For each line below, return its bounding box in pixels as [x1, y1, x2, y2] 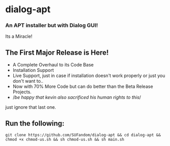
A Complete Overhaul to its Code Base [12, 62, 94, 68]
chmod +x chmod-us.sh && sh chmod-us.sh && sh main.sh [5, 137, 125, 142]
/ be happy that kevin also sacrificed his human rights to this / [12, 94, 141, 101]
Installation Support [12, 67, 54, 74]
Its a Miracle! [5, 33, 33, 39]
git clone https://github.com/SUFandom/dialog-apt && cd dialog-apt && [5, 133, 161, 138]
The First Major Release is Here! [5, 48, 109, 57]
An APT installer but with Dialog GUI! [5, 22, 98, 29]
